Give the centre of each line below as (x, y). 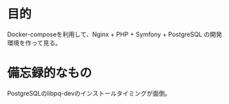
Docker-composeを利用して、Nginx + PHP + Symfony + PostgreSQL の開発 (115, 34)
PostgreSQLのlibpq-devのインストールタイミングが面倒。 (89, 93)
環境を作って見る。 (34, 42)
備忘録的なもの (50, 73)
